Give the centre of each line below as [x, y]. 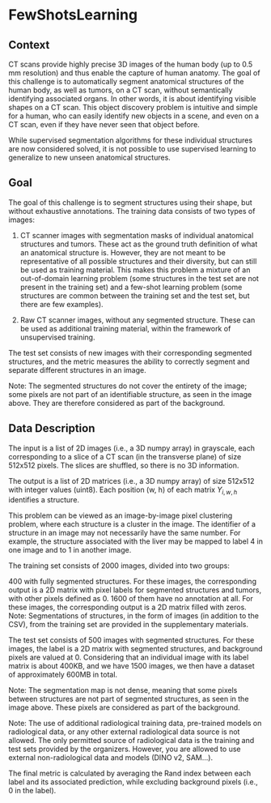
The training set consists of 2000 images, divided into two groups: [119, 566]
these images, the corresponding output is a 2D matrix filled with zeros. [127, 607]
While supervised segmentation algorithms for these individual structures [131, 140]
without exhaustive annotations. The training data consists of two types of [132, 211]
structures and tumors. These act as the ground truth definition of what [139, 244]
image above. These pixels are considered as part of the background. [124, 707]
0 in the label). [32, 791]
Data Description [52, 428]
